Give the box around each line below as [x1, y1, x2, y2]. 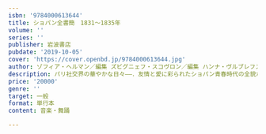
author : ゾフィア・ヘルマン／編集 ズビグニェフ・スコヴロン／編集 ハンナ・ [8, 63, 226, 71]
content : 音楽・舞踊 [8, 107, 70, 115]
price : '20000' [8, 77, 59, 85]
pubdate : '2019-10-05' [8, 48, 83, 56]
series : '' [8, 33, 44, 42]
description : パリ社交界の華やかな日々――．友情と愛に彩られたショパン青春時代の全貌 [8, 70, 256, 78]
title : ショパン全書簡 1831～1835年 [8, 19, 121, 27]
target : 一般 [8, 92, 49, 100]
